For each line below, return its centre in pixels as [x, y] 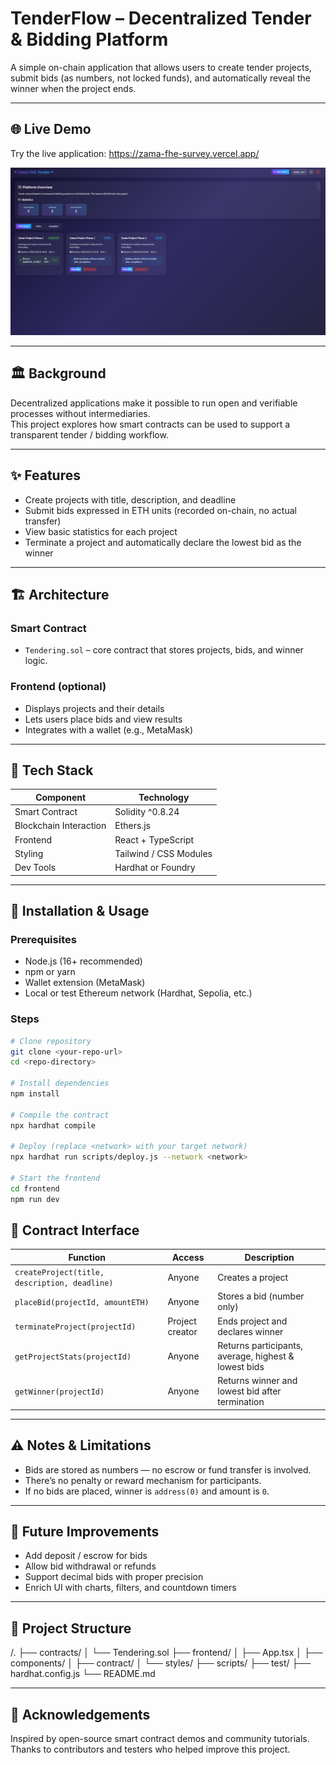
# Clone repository [51, 1041]
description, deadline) [64, 1283]
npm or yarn [50, 972]
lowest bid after [249, 1391]
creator [182, 1331]
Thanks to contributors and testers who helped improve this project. [150, 1749]
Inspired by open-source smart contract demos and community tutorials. [160, 1738]
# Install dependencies [60, 1083]
